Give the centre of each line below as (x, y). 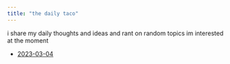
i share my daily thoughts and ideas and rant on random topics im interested (115, 33)
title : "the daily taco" (43, 13)
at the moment (28, 40)
